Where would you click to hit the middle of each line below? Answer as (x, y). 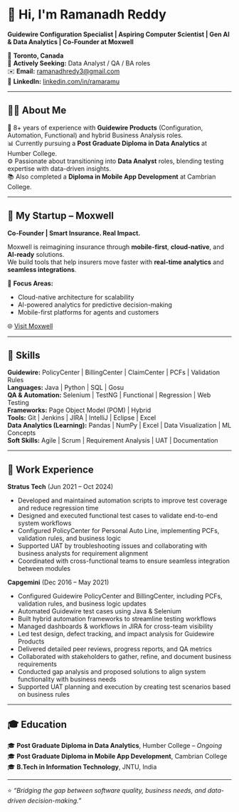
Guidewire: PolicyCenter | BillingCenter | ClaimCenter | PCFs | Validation (114, 372)
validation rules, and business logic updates (82, 603)
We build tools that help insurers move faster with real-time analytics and (116, 262)
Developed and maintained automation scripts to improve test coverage (122, 500)
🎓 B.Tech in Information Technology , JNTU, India (82, 767)
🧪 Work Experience (51, 469)
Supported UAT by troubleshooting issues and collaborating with (112, 546)
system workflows (44, 523)
